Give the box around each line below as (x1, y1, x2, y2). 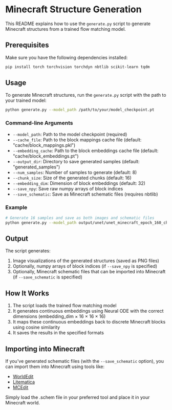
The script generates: (5, 248, 51, 254)
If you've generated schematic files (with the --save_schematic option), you (5, 358, 164, 364)
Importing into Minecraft (5, 344, 85, 353)
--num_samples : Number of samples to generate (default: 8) (12, 169, 137, 175)
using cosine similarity (12, 324, 60, 331)
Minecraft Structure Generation (5, 4, 142, 15)
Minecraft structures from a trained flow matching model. (5, 26, 126, 32)
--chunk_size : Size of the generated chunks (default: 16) (12, 175, 132, 181)
